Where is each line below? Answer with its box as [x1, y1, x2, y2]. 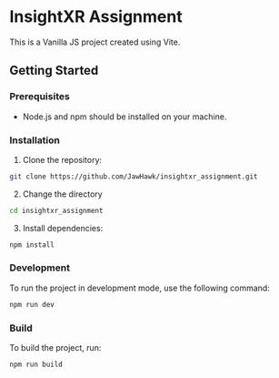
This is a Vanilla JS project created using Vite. [9, 36, 181, 47]
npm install [9, 240, 55, 250]
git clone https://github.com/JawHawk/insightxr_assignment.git [9, 171, 258, 181]
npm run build [9, 360, 64, 370]
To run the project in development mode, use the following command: [9, 282, 270, 293]
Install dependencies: [22, 222, 104, 233]
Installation [9, 134, 61, 147]
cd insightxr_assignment [9, 206, 104, 215]
